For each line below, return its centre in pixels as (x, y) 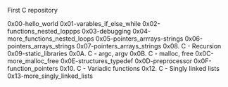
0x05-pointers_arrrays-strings (139, 39)
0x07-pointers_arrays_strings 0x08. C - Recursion (149, 46)
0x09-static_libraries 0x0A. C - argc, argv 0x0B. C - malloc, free (100, 53)
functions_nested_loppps (44, 31)
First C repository (33, 10)
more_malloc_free (33, 61)
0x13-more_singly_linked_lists (50, 76)
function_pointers (33, 68)
